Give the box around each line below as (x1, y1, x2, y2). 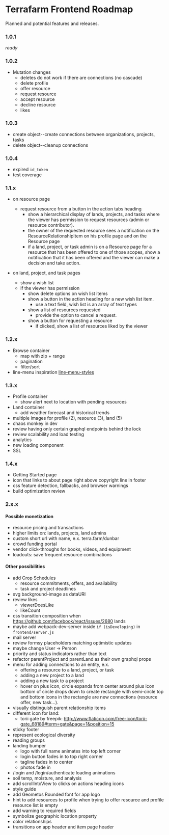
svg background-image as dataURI (12, 591, 86, 597)
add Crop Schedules (12, 575, 56, 581)
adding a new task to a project (20, 678, 84, 684)
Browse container (12, 347, 50, 354)
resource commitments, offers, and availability (20, 580, 118, 586)
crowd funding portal (12, 541, 57, 547)
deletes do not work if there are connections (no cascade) (20, 74, 143, 80)
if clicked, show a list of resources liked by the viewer (35, 323, 148, 329)
